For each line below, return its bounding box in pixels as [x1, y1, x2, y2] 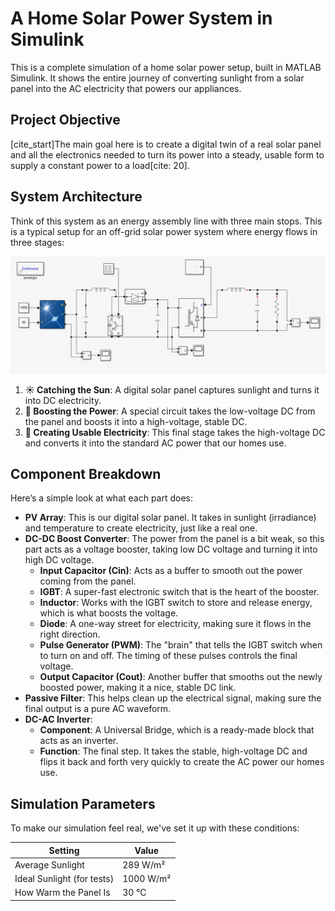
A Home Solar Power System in [10, 7, 273, 30]
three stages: [10, 236, 65, 248]
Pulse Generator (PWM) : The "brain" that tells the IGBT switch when [39, 639, 323, 651]
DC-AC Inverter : [24, 713, 93, 726]
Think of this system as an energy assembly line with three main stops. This [10, 215, 323, 227]
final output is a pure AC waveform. [24, 703, 172, 715]
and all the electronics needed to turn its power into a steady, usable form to [10, 148, 325, 161]
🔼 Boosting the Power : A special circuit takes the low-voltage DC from [24, 405, 316, 417]
